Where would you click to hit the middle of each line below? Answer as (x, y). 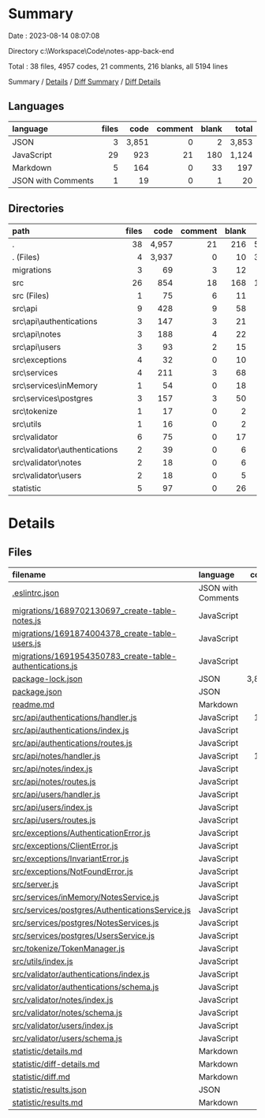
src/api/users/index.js (52, 807)
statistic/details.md (47, 1051)
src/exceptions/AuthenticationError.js (82, 833)
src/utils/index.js (43, 961)
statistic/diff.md (41, 1077)
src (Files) (31, 295)
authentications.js (45, 666)
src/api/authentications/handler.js (75, 717)
